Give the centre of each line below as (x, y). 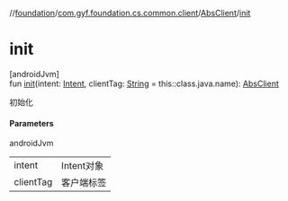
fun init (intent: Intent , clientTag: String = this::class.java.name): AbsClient (144, 83)
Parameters (31, 123)
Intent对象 (83, 166)
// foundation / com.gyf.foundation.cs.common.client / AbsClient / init (130, 13)
